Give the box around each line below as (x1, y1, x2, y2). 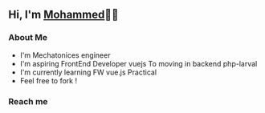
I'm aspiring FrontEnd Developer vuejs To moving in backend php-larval (19, 59, 258, 68)
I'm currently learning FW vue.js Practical (19, 67, 157, 77)
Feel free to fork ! (19, 75, 78, 85)
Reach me (8, 95, 48, 107)
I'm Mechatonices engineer (19, 50, 111, 60)
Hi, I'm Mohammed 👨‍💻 (8, 8, 119, 22)
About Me (8, 32, 48, 43)
